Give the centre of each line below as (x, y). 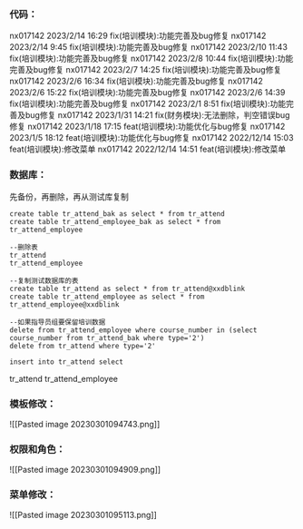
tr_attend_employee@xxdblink (64, 304)
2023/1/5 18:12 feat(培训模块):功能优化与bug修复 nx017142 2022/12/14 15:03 (151, 138)
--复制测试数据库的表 (44, 280)
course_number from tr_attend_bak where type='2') (107, 338)
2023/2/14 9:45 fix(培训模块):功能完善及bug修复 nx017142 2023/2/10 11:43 (149, 47)
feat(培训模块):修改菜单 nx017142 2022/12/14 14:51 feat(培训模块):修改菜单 (148, 149)
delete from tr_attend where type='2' (83, 346)
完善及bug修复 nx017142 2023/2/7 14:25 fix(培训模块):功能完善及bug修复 (146, 70)
